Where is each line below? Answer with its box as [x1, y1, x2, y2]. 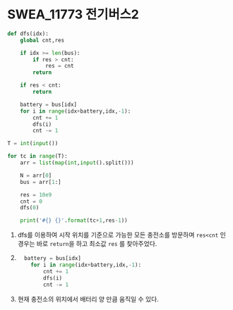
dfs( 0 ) [20, 204, 40, 211]
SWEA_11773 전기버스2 [7, 6, 139, 23]
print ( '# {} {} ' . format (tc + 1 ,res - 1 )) [20, 217, 129, 224]
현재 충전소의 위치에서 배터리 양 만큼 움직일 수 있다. [17, 294, 159, 303]
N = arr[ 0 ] [20, 172, 52, 179]
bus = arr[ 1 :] [20, 178, 61, 185]
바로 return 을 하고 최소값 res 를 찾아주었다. [36, 240, 157, 248]
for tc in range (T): [7, 153, 68, 160]
